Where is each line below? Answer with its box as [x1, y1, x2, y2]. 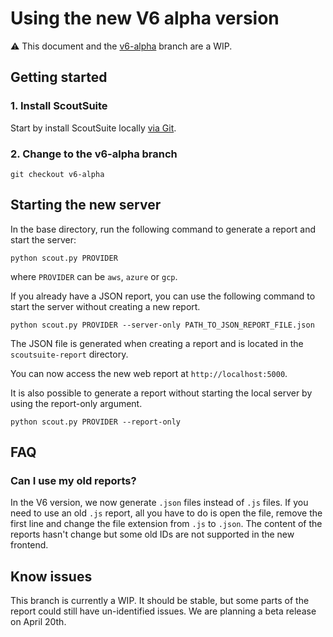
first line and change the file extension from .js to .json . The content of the [10, 518, 323, 530]
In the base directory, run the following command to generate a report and [10, 223, 317, 235]
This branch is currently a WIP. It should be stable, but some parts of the [10, 595, 310, 607]
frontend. [10, 539, 49, 551]
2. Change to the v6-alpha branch [10, 147, 178, 161]
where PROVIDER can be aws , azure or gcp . [10, 270, 178, 282]
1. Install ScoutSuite [10, 99, 108, 113]
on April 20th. [10, 616, 67, 628]
